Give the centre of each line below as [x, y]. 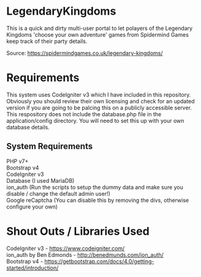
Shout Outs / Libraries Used [78, 231]
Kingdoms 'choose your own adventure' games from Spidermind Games [97, 34]
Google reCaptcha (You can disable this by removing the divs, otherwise [97, 200]
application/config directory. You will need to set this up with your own [95, 120]
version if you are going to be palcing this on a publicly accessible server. [99, 108]
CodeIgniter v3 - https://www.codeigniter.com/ [66, 248]
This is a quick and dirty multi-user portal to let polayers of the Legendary [100, 28]
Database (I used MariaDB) [40, 180]
